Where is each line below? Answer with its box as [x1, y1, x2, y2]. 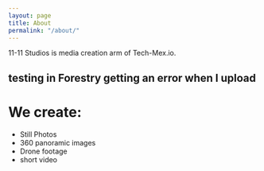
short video [19, 154, 58, 164]
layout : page [8, 11, 52, 20]
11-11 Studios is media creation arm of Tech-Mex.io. [8, 49, 177, 58]
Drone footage [19, 146, 68, 156]
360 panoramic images [19, 138, 96, 147]
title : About [8, 19, 52, 27]
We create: [8, 103, 82, 121]
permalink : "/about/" [8, 26, 80, 34]
